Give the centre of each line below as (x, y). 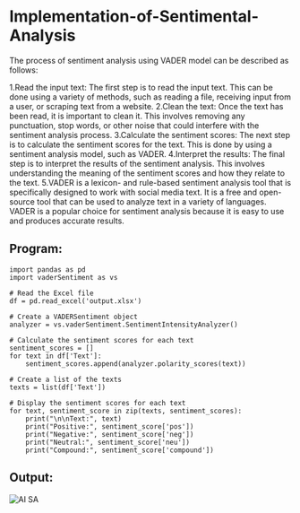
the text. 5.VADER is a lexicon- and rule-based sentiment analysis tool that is (150, 182)
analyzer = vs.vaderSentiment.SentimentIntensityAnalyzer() (124, 325)
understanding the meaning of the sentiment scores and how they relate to (147, 173)
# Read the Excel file (51, 293)
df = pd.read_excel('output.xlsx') (76, 301)
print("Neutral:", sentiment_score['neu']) (108, 442)
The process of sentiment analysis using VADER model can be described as (149, 60)
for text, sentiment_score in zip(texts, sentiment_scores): (126, 411)
